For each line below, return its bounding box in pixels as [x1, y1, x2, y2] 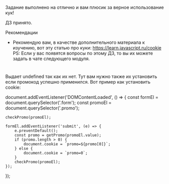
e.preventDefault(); [14, 128, 58, 134]
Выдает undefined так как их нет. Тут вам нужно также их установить [5, 73, 157, 80]
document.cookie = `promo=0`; [23, 150, 88, 156]
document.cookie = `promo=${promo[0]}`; [23, 142, 111, 147]
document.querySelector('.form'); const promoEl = [5, 99, 112, 106]
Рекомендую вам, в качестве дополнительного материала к [12, 39, 145, 45]
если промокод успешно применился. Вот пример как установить [5, 79, 151, 85]
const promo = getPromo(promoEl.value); [14, 133, 102, 138]
